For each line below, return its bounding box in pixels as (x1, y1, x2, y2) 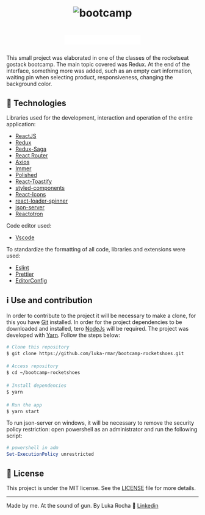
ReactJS (15, 132, 37, 140)
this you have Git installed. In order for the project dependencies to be (6, 318, 182, 326)
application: (6, 120, 36, 128)
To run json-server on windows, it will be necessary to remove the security (6, 419, 195, 427)
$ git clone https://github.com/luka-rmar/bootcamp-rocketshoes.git (6, 350, 184, 356)
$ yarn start (6, 408, 40, 414)
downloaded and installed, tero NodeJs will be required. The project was (6, 325, 189, 332)
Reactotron (15, 210, 43, 217)
